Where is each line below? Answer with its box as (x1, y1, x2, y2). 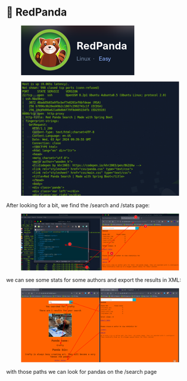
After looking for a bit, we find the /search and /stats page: (6, 202, 150, 208)
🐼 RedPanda (6, 5, 67, 19)
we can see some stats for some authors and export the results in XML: (6, 276, 182, 284)
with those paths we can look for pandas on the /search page (6, 368, 157, 376)
